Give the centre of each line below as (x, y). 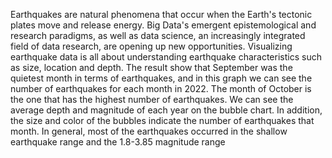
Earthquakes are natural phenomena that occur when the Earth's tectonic (161, 14)
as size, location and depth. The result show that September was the (151, 67)
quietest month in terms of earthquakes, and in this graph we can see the (161, 78)
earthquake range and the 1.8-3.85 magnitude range (118, 142)
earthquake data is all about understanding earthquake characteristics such (166, 57)
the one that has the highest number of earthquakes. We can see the (152, 99)
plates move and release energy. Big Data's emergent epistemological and (163, 25)
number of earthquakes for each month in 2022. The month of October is (161, 88)
